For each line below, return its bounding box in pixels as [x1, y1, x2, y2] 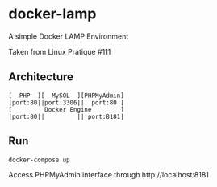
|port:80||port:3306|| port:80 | [8, 98, 125, 107]
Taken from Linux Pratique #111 [8, 47, 111, 56]
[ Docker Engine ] [8, 105, 125, 113]
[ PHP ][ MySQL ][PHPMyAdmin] [8, 91, 125, 100]
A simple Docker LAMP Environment [8, 31, 129, 41]
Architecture [8, 70, 74, 84]
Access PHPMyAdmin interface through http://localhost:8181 [8, 169, 210, 179]
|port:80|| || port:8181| [8, 112, 125, 120]
